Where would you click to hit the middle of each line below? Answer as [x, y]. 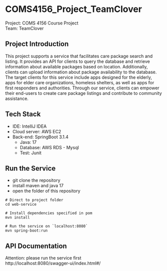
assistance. [17, 98]
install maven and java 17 [38, 186]
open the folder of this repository [46, 191]
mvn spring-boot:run [27, 231]
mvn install [17, 218]
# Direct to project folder [34, 200]
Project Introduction [37, 44]
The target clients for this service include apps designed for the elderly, [79, 77]
